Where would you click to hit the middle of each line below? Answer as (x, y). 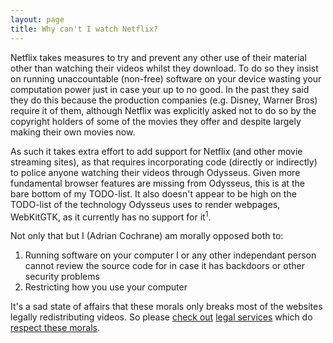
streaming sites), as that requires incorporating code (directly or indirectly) (164, 162)
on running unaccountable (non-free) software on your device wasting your (166, 78)
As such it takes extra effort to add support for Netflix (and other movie (156, 151)
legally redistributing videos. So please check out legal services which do (161, 317)
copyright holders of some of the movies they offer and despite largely (156, 121)
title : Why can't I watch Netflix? (84, 29)
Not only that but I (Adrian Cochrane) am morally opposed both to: (147, 236)
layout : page (37, 19)
